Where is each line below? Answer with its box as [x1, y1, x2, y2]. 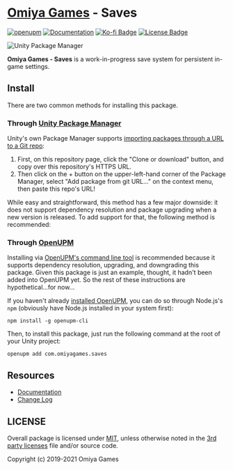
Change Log [17, 395, 54, 404]
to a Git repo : [7, 141, 45, 150]
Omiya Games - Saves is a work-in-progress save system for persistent [7, 54, 214, 63]
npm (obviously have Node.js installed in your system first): [7, 304, 174, 313]
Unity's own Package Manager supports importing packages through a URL [7, 134, 224, 143]
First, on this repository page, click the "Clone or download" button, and [17, 155, 224, 164]
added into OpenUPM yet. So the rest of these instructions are [7, 276, 186, 284]
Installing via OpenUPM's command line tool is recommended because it [7, 253, 216, 262]
